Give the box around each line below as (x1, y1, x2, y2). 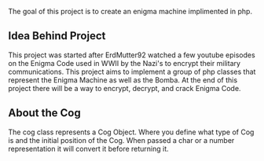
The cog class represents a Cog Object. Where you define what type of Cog (8, 127, 255, 137)
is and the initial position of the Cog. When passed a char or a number (8, 135, 235, 145)
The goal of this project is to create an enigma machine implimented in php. (8, 7, 253, 16)
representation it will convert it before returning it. (8, 144, 169, 153)
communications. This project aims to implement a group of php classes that (8, 67, 256, 76)
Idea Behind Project (8, 29, 106, 42)
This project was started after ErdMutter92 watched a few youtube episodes (8, 50, 255, 60)
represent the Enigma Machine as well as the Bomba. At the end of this (8, 75, 238, 85)
